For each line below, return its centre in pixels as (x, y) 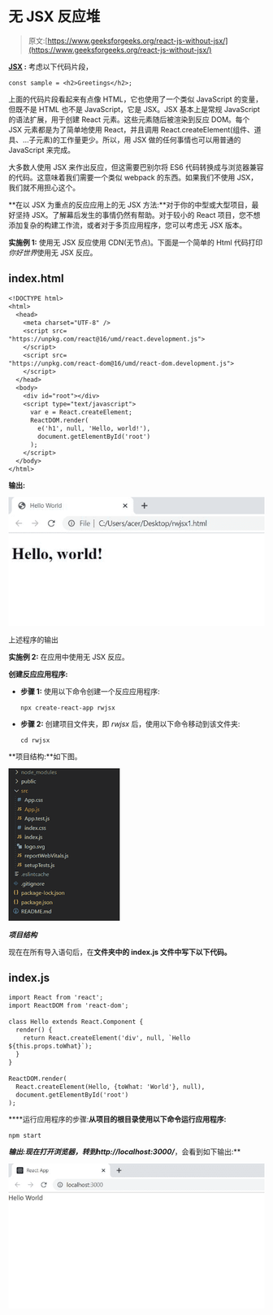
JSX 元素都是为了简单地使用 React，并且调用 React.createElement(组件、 (131, 129)
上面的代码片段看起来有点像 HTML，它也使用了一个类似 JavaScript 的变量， (136, 99)
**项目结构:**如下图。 (45, 756)
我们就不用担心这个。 (44, 187)
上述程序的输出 (33, 640)
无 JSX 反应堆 (54, 17)
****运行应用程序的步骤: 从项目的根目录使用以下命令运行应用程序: (117, 1119)
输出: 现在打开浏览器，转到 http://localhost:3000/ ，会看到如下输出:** (125, 1152)
